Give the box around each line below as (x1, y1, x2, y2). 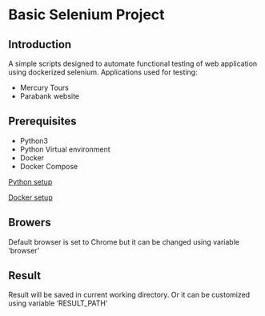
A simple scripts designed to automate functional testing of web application (8, 59, 258, 68)
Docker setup (8, 192, 54, 202)
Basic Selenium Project (8, 6, 166, 24)
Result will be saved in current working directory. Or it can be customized (8, 290, 251, 300)
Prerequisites (8, 115, 77, 128)
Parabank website (19, 91, 80, 101)
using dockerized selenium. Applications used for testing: (8, 67, 198, 77)
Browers (8, 216, 51, 229)
